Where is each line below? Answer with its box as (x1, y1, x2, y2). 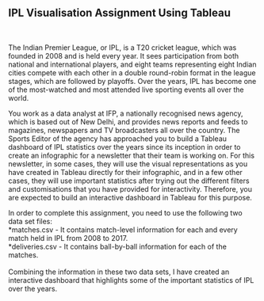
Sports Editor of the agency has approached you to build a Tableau (8, 134, 228, 143)
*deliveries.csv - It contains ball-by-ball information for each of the (8, 242, 228, 251)
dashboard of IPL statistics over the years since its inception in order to (8, 142, 241, 151)
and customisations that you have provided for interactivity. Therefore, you (8, 184, 252, 193)
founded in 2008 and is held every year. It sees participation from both (8, 51, 239, 60)
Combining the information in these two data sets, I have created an (8, 267, 230, 276)
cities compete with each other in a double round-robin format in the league (8, 67, 256, 78)
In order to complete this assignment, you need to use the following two (8, 208, 243, 217)
